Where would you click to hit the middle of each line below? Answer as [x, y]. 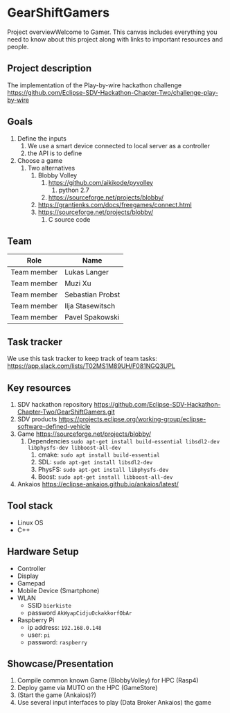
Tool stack [30, 506]
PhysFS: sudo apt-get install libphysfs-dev [103, 469]
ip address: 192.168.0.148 [64, 627]
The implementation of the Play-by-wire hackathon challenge [95, 85]
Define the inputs [42, 138]
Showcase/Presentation [60, 664]
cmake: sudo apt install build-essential [99, 455]
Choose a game [40, 160]
